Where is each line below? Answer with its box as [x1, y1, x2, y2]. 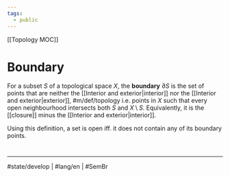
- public [13, 16, 38, 23]
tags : [7, 10, 23, 17]
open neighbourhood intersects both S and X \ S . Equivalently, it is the [7, 104, 205, 112]
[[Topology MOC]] [7, 35, 59, 43]
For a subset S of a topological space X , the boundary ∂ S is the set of [7, 82, 205, 90]
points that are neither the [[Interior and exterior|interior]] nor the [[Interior [7, 89, 217, 97]
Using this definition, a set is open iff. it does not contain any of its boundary [7, 124, 222, 132]
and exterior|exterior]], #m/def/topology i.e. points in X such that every [7, 97, 207, 105]
